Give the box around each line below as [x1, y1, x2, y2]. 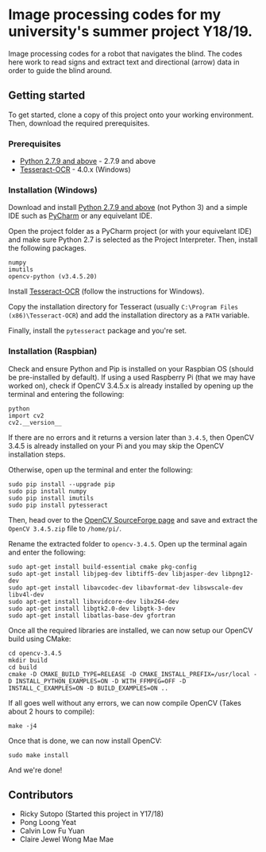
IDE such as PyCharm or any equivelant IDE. [8, 211, 153, 220]
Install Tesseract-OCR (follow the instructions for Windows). [8, 286, 205, 296]
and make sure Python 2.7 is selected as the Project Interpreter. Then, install [8, 235, 258, 244]
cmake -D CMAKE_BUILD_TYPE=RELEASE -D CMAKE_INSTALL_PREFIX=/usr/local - [8, 670, 258, 678]
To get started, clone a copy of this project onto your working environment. [8, 110, 254, 119]
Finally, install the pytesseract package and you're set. [8, 326, 187, 336]
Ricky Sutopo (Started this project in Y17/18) [19, 809, 164, 819]
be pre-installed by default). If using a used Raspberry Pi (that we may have [8, 372, 256, 382]
